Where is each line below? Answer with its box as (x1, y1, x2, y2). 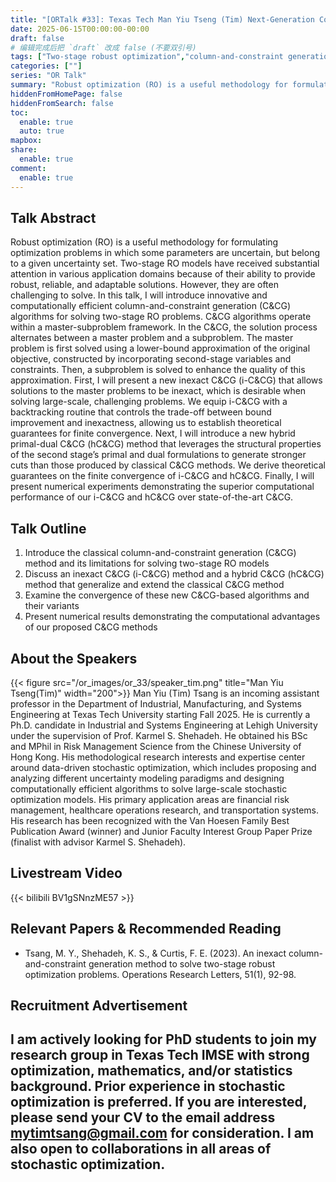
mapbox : (10, 136, 43, 146)
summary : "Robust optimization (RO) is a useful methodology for (10, 80, 288, 90)
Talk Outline (10, 520, 87, 537)
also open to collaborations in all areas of (10, 1141, 272, 1158)
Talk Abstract (10, 209, 97, 226)
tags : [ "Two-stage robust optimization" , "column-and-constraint (10, 52, 284, 62)
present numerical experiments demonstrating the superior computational (10, 481, 315, 493)
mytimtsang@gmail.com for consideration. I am (10, 1125, 315, 1142)
